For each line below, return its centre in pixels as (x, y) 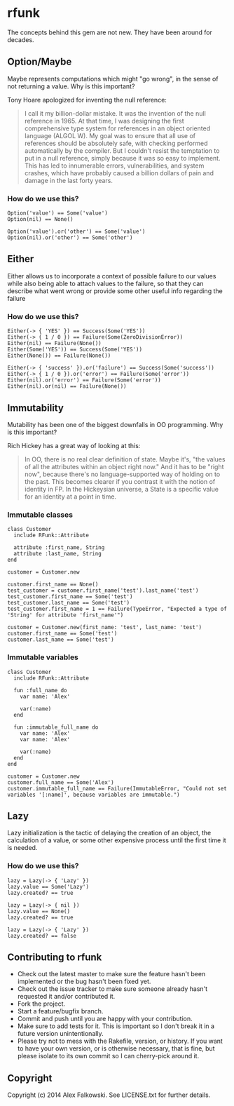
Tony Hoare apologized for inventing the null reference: (87, 100)
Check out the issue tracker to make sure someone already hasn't (112, 989)
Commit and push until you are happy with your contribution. (105, 1019)
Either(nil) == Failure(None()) (54, 344)
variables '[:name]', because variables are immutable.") (94, 795)
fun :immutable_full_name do (56, 727)
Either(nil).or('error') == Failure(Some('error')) (84, 380)
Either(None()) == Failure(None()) (59, 356)
